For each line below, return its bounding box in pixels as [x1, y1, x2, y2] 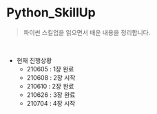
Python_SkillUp [6, 5, 96, 21]
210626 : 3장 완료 [26, 91, 76, 99]
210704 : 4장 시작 [26, 99, 76, 107]
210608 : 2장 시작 [26, 73, 76, 82]
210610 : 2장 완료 [26, 82, 74, 90]
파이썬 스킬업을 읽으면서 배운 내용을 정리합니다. [23, 28, 151, 36]
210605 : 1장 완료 [26, 65, 74, 73]
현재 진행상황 [16, 56, 52, 65]
